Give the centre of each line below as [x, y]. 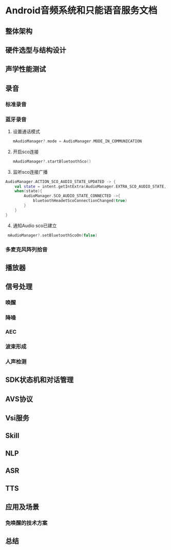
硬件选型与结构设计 [36, 50]
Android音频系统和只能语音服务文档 [81, 11]
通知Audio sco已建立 [35, 225]
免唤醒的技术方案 [26, 523]
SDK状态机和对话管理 [40, 380]
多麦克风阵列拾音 [26, 249]
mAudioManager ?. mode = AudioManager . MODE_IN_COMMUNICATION [77, 141]
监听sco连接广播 [30, 172]
